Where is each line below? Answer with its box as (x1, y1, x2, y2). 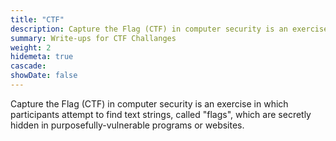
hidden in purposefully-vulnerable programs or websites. (10, 119, 245, 131)
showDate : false (10, 71, 78, 81)
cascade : (10, 61, 47, 71)
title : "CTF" (10, 14, 65, 25)
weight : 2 (10, 42, 52, 53)
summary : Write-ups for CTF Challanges (10, 33, 177, 43)
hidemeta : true (10, 52, 74, 62)
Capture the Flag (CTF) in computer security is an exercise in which (10, 97, 289, 110)
